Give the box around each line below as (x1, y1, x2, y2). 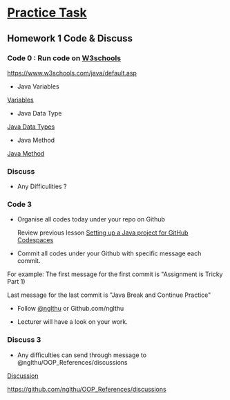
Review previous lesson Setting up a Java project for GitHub (17, 228, 189, 237)
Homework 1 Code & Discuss (7, 33, 133, 44)
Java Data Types (7, 122, 55, 131)
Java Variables (17, 82, 60, 91)
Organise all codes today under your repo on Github (17, 215, 166, 224)
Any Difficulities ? (17, 182, 67, 191)
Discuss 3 (7, 335, 41, 345)
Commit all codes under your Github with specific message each (17, 249, 202, 257)
